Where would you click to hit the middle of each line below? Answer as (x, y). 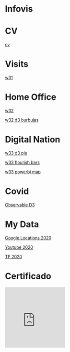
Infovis (19, 9)
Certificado (28, 276)
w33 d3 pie (16, 153)
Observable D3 (20, 205)
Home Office (31, 97)
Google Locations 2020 (28, 238)
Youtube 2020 (19, 247)
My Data (22, 224)
